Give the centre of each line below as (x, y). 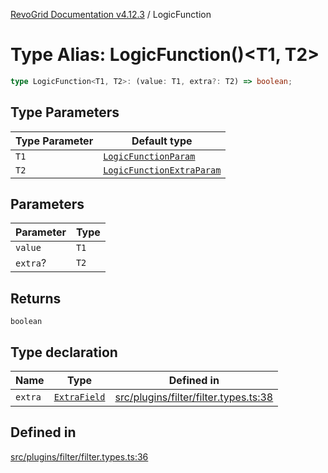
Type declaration (64, 352)
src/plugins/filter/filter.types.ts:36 (79, 456)
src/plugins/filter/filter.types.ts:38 (194, 397)
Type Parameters (65, 112)
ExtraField (79, 397)
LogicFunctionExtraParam (162, 170)
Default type (162, 141)
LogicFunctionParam (149, 156)
